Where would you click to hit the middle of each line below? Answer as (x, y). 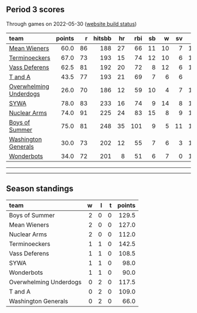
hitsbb (102, 38)
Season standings (40, 189)
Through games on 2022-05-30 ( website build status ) (72, 23)
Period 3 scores (35, 10)
